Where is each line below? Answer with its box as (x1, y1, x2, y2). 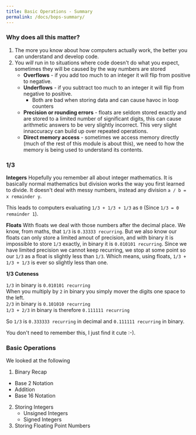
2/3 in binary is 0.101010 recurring (6, 300, 91, 307)
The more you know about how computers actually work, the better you (14, 46, 188, 53)
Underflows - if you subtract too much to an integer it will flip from (23, 84, 184, 91)
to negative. (23, 77, 53, 85)
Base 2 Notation (14, 380, 54, 387)
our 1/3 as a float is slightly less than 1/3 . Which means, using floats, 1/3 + (6, 253, 187, 260)
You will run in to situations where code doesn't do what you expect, (14, 59, 180, 66)
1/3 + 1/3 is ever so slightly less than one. (6, 259, 108, 266)
